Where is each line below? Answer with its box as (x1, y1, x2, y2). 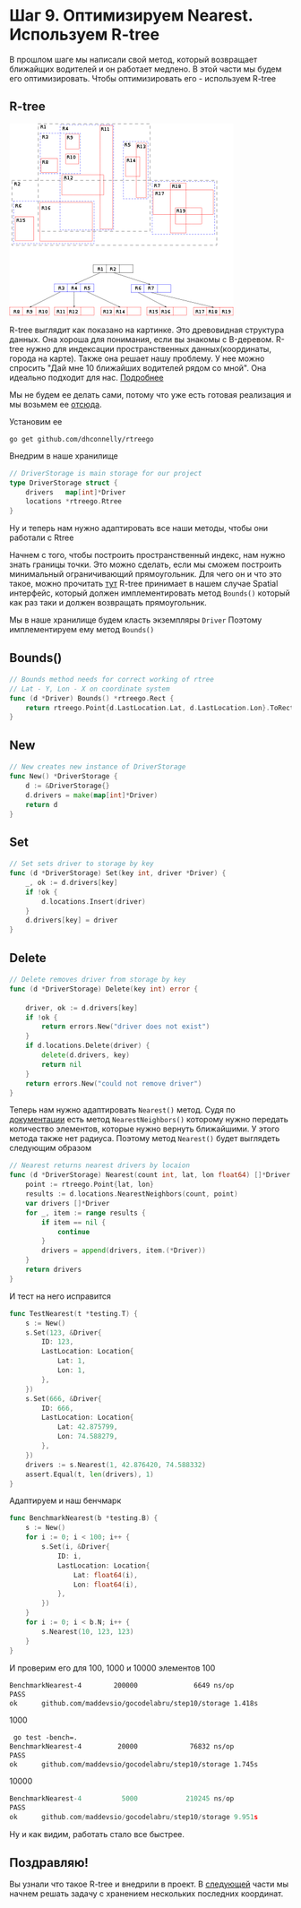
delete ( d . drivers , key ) (41, 1051, 130, 1060)
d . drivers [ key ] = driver (25, 915, 118, 925)
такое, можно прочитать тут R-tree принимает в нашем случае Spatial (9, 579, 279, 589)
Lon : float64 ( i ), (73, 1580, 139, 1589)
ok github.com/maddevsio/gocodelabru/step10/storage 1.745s (9, 1759, 258, 1769)
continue (56, 1227, 90, 1236)
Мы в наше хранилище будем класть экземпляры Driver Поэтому (9, 615, 262, 625)
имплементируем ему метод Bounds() (9, 624, 155, 635)
